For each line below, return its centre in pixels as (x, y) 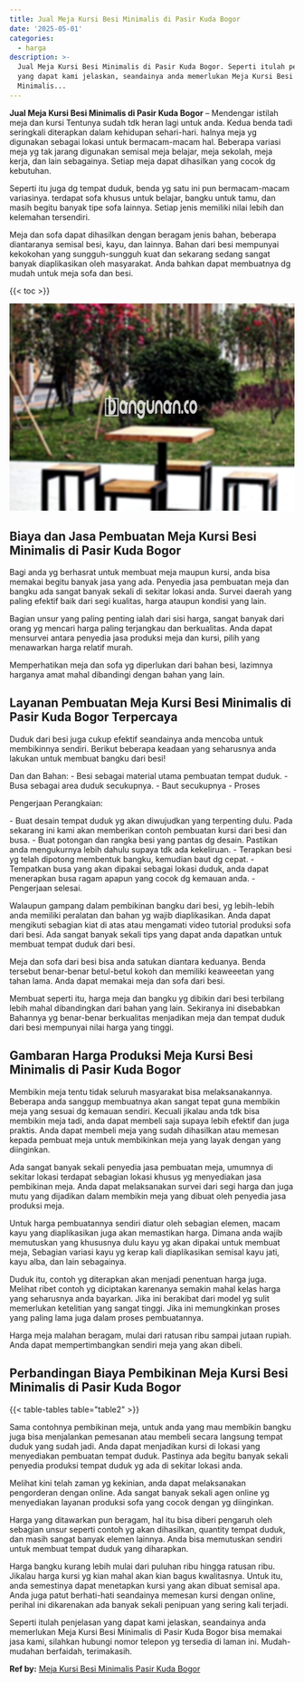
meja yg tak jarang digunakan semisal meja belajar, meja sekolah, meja (141, 151)
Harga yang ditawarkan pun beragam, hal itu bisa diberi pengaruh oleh (141, 1520)
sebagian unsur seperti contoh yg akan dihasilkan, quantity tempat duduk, (147, 1529)
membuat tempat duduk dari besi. (72, 944)
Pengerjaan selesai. (46, 888)
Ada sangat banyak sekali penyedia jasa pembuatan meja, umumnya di (141, 1167)
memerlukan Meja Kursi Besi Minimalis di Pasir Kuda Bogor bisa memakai (146, 1631)
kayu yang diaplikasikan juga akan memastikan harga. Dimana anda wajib (146, 1233)
